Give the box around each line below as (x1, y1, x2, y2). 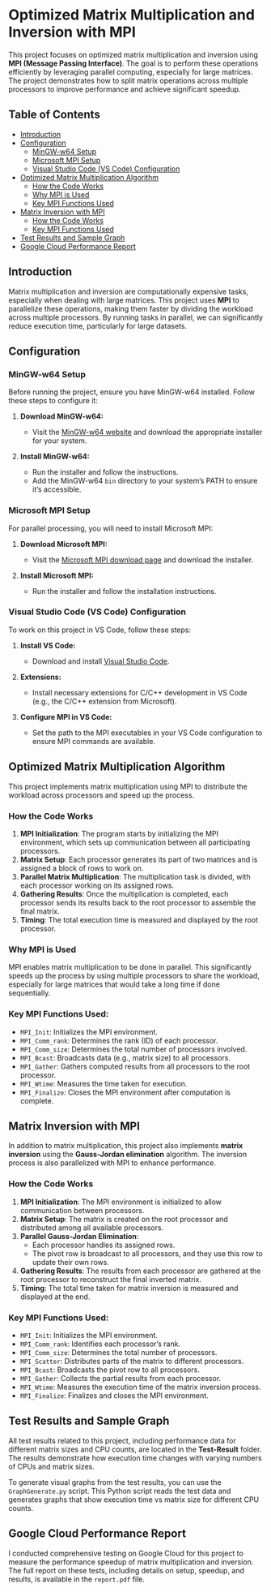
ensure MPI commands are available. (32, 736, 156, 746)
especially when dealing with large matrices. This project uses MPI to (8, 295, 240, 305)
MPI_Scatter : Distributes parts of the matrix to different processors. (19, 1356, 244, 1366)
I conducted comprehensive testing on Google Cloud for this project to (8, 1548, 244, 1558)
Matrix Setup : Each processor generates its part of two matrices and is (19, 854, 258, 864)
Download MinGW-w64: (19, 411, 104, 421)
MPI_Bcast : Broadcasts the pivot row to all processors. (19, 1365, 200, 1375)
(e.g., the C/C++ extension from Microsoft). (32, 696, 177, 706)
